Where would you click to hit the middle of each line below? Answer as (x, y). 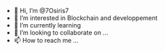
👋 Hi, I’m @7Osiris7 (41, 11)
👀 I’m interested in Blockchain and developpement (86, 18)
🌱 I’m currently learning (47, 25)
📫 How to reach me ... (46, 40)
